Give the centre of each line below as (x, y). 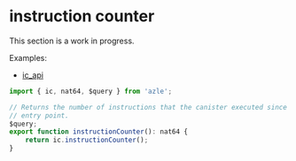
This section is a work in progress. (72, 41)
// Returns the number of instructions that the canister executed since (148, 107)
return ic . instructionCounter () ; (87, 140)
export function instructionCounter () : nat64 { (99, 132)
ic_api (33, 75)
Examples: (28, 57)
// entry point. (39, 115)
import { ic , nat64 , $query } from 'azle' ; (91, 91)
